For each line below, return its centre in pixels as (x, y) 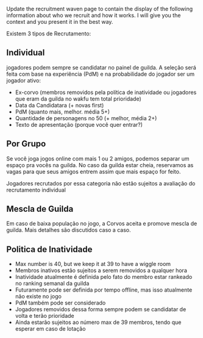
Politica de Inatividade (49, 249)
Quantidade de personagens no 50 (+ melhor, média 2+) (86, 118)
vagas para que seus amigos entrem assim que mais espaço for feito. (94, 171)
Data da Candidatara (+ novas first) (59, 105)
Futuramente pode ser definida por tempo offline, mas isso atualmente (104, 290)
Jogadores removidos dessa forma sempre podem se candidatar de (101, 309)
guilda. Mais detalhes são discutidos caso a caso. (69, 230)
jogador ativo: (24, 80)
